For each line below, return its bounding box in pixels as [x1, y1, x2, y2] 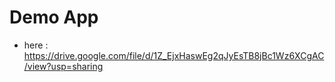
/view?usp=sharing [23, 60, 104, 72]
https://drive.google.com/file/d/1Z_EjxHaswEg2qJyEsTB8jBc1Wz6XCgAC [23, 49, 325, 61]
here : [23, 39, 49, 51]
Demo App [9, 6, 99, 29]
